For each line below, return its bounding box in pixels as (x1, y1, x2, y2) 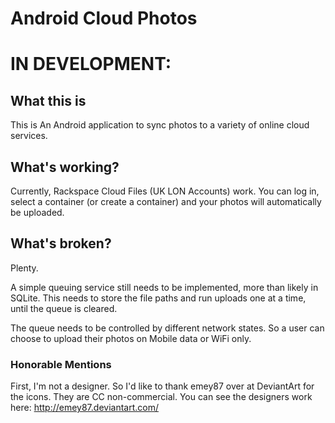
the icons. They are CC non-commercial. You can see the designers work (10, 391, 313, 403)
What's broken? (10, 235, 112, 252)
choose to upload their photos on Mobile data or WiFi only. (10, 332, 252, 344)
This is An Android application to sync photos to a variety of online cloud (10, 119, 310, 131)
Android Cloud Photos (10, 7, 198, 30)
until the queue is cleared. (10, 302, 118, 314)
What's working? (10, 158, 120, 176)
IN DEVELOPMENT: (10, 53, 172, 76)
